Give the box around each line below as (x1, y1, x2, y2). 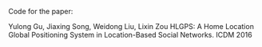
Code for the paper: (8, 7, 73, 16)
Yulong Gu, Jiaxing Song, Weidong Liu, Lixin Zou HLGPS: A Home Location (8, 22, 254, 31)
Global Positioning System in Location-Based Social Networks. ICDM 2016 (8, 31, 253, 39)
